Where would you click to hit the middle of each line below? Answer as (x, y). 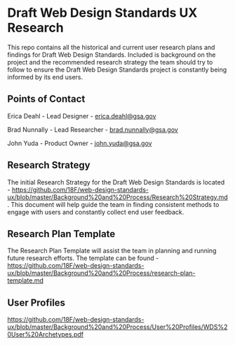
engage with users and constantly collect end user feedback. (96, 212)
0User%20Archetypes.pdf (46, 334)
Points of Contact (46, 99)
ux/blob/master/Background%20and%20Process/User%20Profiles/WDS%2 (117, 327)
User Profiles (36, 303)
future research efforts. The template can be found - (83, 258)
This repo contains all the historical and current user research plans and (111, 47)
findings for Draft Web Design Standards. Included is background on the (112, 55)
